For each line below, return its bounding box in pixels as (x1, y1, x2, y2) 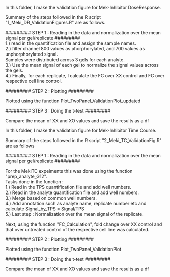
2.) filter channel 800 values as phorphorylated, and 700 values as (5, 46, 145, 51)
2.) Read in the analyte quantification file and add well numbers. (5, 189, 139, 196)
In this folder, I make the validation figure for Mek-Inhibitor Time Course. (5, 127, 157, 133)
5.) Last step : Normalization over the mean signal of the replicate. (5, 211, 144, 217)
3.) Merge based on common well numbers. (5, 195, 97, 201)
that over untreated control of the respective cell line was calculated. (5, 227, 150, 232)
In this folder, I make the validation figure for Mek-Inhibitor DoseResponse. (5, 5, 161, 10)
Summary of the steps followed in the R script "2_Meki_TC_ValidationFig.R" (5, 137, 162, 143)
